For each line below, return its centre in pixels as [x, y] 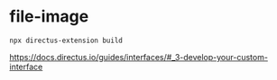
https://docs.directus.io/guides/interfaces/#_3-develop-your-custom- [139, 57]
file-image [49, 17]
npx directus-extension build [66, 40]
